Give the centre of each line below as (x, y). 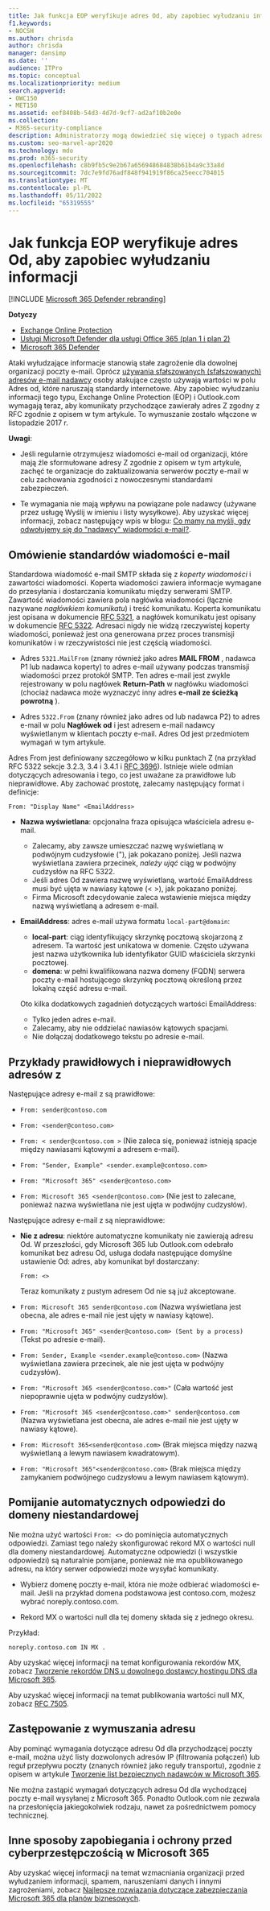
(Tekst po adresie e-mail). (63, 1339)
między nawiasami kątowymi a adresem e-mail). (100, 1149)
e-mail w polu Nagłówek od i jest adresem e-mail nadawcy (117, 725)
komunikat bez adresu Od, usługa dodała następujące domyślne (126, 1253)
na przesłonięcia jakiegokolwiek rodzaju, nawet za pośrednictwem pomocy (133, 1806)
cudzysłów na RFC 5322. (73, 872)
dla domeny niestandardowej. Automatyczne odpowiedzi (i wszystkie (123, 1551)
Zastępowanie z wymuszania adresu (102, 1729)
